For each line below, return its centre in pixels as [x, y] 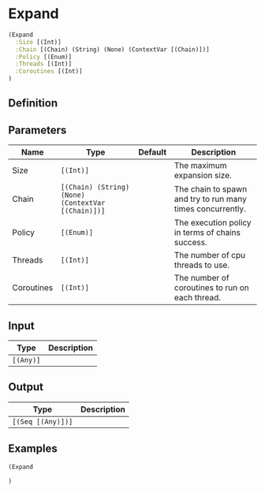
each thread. [198, 298]
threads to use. [202, 265]
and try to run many [210, 199]
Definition [33, 103]
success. [190, 243]
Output [26, 387]
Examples [33, 449]
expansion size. [203, 176]
